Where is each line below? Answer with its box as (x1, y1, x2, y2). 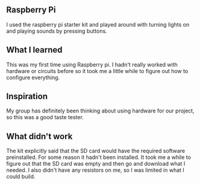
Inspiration (6, 91, 48, 102)
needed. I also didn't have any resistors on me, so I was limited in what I (6, 166, 185, 174)
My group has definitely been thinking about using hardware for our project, (6, 107, 195, 114)
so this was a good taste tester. (6, 114, 84, 121)
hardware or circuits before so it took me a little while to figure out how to (6, 67, 189, 74)
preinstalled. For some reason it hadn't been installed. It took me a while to (6, 154, 192, 161)
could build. (6, 173, 36, 180)
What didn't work (6, 131, 73, 141)
